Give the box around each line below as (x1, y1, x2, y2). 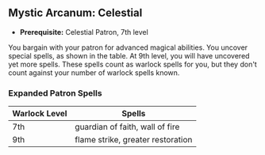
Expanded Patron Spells (8, 87, 102, 98)
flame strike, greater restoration (75, 134, 193, 146)
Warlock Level (12, 108, 67, 119)
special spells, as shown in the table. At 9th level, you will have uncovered (8, 51, 250, 60)
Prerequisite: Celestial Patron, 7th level (19, 27, 148, 36)
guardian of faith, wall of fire (75, 122, 180, 133)
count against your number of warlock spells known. (8, 67, 180, 77)
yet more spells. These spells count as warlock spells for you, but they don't (8, 59, 258, 69)
